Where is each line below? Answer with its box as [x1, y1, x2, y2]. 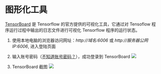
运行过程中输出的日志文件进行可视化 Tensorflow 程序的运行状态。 [9, 27, 140, 33]
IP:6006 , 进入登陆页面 [12, 43, 56, 49]
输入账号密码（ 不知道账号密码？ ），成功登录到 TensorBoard [12, 53, 131, 59]
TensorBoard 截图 [12, 63, 48, 70]
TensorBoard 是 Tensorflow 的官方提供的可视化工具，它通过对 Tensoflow [5, 21, 151, 27]
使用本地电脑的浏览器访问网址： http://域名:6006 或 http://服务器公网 [12, 37, 148, 43]
